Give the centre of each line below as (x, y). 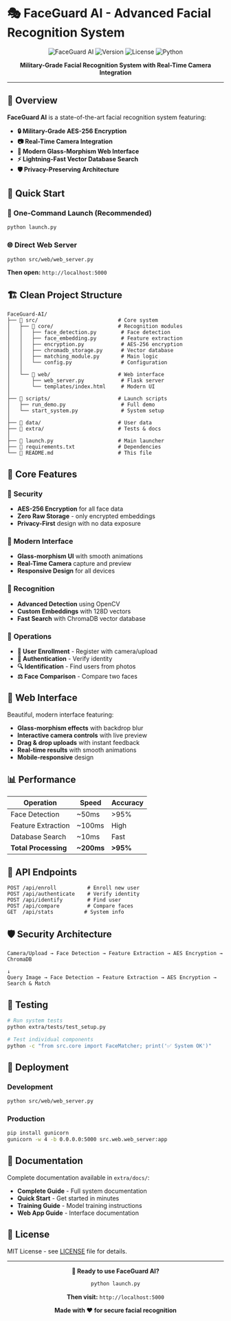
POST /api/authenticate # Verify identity (73, 894)
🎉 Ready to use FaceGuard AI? (115, 1271)
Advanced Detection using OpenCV (68, 604)
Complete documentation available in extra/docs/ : (78, 1177)
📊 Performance (42, 780)
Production (26, 1118)
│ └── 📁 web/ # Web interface (86, 375)
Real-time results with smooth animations (77, 750)
